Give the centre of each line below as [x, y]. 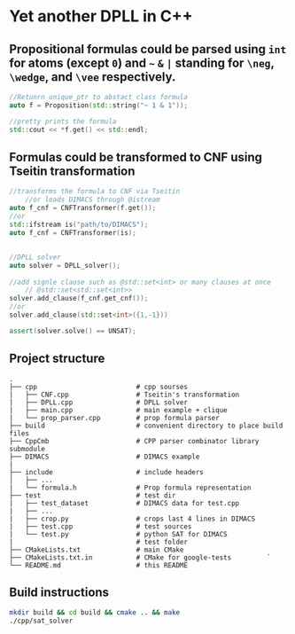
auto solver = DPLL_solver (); [65, 265]
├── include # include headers [106, 472]
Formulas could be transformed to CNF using [136, 157]
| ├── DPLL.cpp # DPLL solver [99, 402]
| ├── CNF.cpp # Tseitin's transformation [124, 395]
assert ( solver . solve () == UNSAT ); [73, 331]
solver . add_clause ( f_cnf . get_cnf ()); [79, 299]
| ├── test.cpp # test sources [101, 526]
